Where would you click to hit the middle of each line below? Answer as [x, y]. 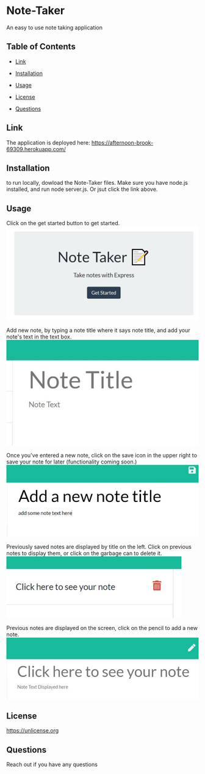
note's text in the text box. [39, 337]
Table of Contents [41, 47]
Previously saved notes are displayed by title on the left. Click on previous [99, 547]
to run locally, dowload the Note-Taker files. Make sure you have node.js [97, 183]
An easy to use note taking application [54, 27]
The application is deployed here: [48, 142]
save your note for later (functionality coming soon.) [72, 462]
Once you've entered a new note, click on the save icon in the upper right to [102, 455]
